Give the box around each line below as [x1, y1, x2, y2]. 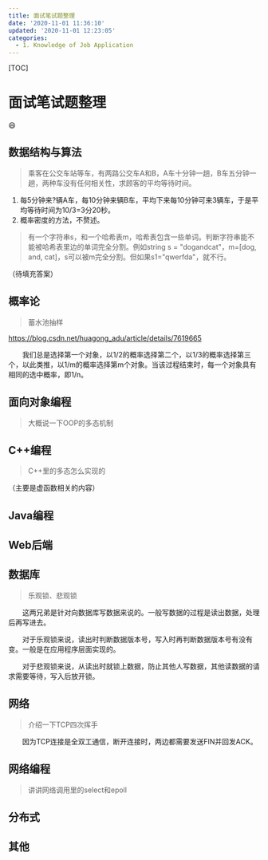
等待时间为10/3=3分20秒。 [26, 205, 116, 215]
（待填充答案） [8, 269, 57, 278]
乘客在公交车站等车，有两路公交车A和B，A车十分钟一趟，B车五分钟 [27, 168, 250, 178]
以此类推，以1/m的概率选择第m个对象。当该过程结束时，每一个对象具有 [22, 360, 257, 369]
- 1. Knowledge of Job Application [15, 41, 134, 49]
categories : [8, 34, 48, 42]
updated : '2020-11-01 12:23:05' [8, 26, 116, 34]
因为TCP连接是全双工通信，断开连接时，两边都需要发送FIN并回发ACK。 [22, 736, 258, 746]
